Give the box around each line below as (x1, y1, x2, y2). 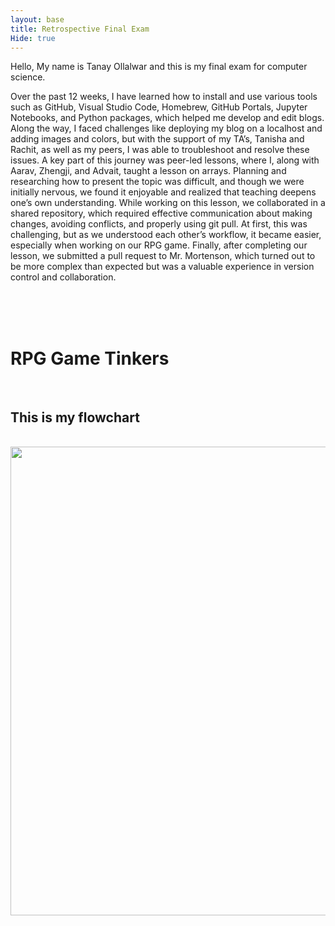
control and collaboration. (10, 271, 117, 283)
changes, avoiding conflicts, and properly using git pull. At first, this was (10, 218, 308, 230)
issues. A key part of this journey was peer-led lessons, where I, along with (10, 154, 320, 166)
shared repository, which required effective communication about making (10, 207, 313, 220)
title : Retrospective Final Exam (10, 24, 150, 34)
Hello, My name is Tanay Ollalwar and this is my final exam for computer (10, 61, 308, 73)
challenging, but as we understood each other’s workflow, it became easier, (10, 229, 322, 241)
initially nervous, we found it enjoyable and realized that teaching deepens (10, 186, 317, 198)
